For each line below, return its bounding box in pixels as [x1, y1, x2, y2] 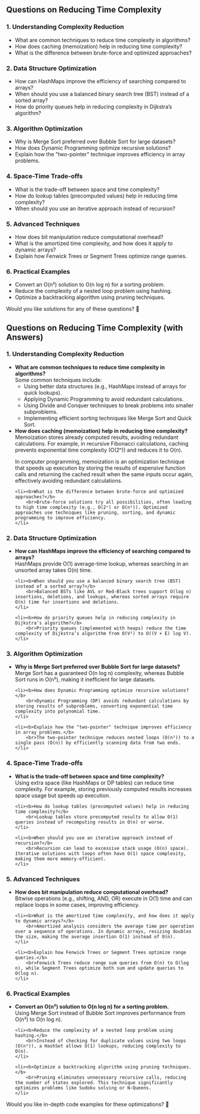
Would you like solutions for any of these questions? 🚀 [6, 305, 140, 313]
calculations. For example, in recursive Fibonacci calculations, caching [14, 440, 189, 447]
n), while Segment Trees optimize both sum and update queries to [14, 965, 184, 971]
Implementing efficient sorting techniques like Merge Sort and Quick [23, 414, 192, 422]
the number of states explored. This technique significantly [14, 1080, 173, 1086]
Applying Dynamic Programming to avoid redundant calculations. [23, 395, 184, 402]
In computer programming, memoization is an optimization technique [14, 458, 185, 465]
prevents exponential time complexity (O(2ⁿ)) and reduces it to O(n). [14, 446, 183, 453]
